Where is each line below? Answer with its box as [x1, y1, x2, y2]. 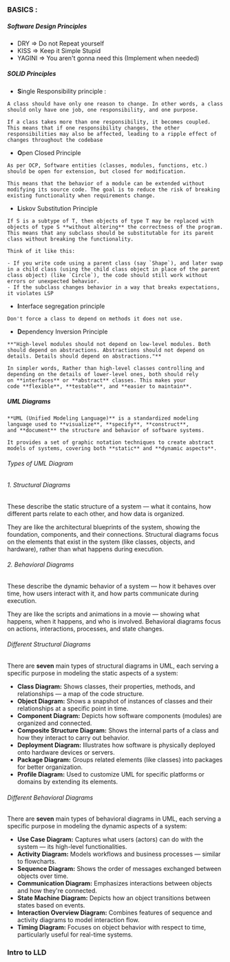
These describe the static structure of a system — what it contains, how [7, 502, 211, 511]
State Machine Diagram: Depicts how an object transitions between [17, 894, 211, 902]
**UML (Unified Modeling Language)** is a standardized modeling [7, 415, 198, 422]
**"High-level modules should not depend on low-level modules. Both [7, 340, 211, 347]
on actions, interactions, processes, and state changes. [7, 624, 164, 633]
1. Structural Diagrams [7, 481, 71, 489]
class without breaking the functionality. [7, 236, 134, 243]
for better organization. [17, 763, 83, 771]
